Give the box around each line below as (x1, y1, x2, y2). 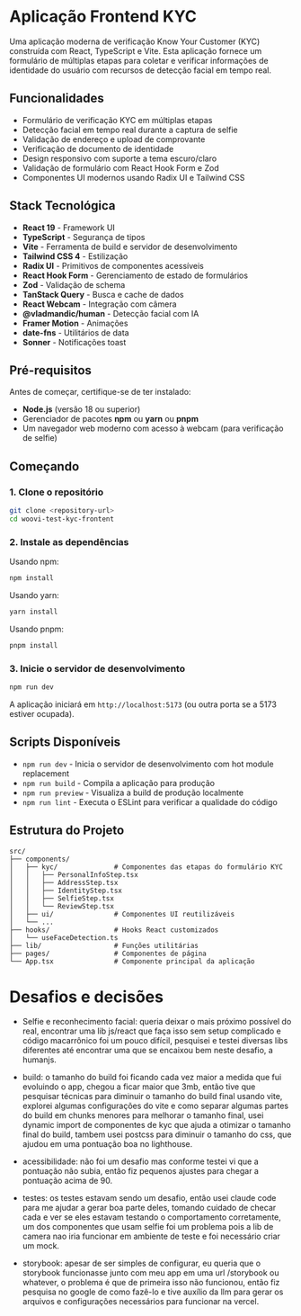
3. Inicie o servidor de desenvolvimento (9, 662, 186, 675)
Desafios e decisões (9, 987, 164, 1007)
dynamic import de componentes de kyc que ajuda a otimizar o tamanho (22, 1120, 291, 1131)
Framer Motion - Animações (22, 318, 128, 328)
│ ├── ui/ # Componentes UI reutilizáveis (9, 909, 235, 918)
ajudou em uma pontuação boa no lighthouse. (22, 1139, 193, 1150)
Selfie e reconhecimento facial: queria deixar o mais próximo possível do (22, 1016, 292, 1027)
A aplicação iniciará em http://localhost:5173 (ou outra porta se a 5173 (9, 699, 277, 710)
